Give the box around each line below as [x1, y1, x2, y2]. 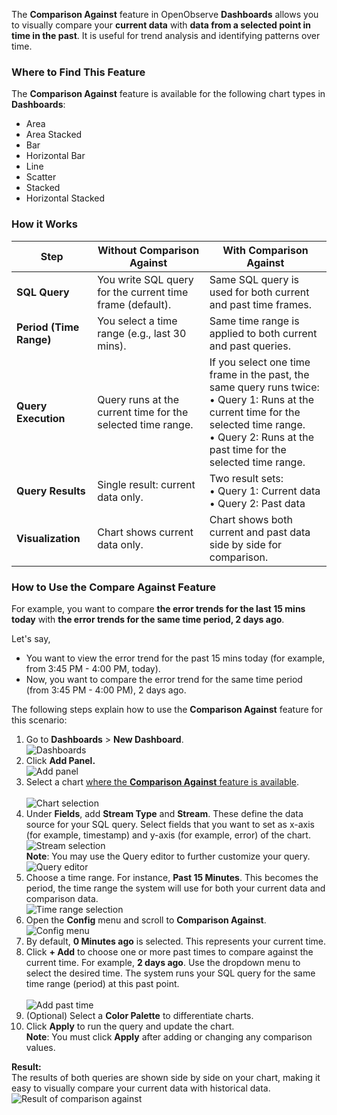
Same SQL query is [209, 272, 299, 286]
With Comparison [222, 243, 309, 257]
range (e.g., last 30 [97, 326, 187, 340]
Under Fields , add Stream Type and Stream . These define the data [25, 807, 304, 819]
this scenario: [11, 714, 68, 726]
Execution [16, 411, 66, 425]
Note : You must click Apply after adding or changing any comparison [25, 1030, 313, 1043]
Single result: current [97, 477, 196, 491]
